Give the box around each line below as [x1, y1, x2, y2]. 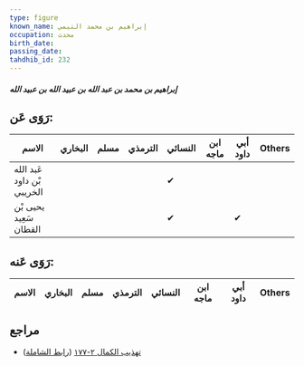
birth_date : [9, 38, 54, 48]
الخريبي [14, 186, 43, 198]
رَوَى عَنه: [9, 254, 54, 269]
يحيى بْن [14, 200, 45, 213]
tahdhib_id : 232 [9, 55, 71, 64]
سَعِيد [14, 212, 34, 225]
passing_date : [9, 47, 63, 56]
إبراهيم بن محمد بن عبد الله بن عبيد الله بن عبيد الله [9, 83, 178, 94]
